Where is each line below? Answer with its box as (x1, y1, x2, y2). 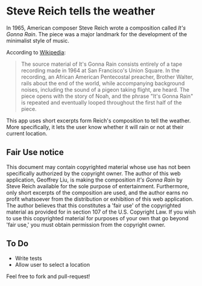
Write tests (14, 255, 42, 262)
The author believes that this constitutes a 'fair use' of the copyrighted (6, 202, 181, 209)
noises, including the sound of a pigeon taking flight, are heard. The (21, 86, 190, 93)
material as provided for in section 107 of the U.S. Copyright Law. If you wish (6, 208, 196, 215)
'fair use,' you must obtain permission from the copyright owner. (6, 221, 166, 228)
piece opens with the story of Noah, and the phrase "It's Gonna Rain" (21, 92, 194, 100)
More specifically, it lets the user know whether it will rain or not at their (6, 123, 184, 130)
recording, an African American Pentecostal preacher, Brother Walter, (21, 73, 194, 80)
